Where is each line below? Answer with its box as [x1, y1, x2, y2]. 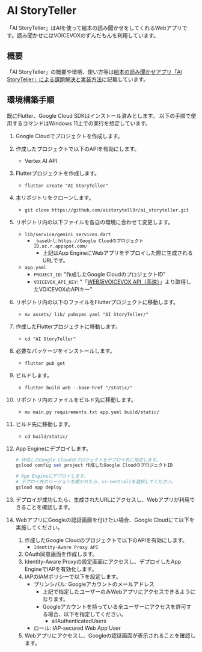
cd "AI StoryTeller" [24, 336, 76, 342]
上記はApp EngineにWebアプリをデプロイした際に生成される [42, 249, 193, 256]
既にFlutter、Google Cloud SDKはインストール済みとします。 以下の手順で [7, 112, 191, 119]
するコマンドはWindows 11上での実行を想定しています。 [11, 120, 151, 127]
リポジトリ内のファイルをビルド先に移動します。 [15, 396, 137, 403]
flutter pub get [24, 360, 66, 367]
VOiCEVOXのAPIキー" [38, 285, 93, 293]
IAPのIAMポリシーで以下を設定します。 [24, 573, 121, 580]
